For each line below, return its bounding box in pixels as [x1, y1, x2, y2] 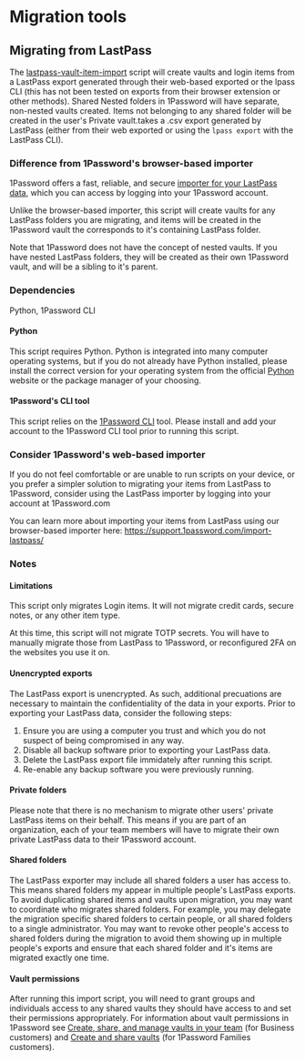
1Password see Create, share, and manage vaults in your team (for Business [9, 1022, 295, 1034]
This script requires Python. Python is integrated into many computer [9, 346, 269, 357]
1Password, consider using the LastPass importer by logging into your [9, 489, 271, 500]
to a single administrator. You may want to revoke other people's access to [9, 924, 290, 935]
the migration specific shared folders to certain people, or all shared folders [9, 914, 293, 925]
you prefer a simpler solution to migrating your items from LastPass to [9, 479, 271, 490]
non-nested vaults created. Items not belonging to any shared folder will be [9, 106, 292, 116]
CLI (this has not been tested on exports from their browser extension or [9, 86, 280, 96]
